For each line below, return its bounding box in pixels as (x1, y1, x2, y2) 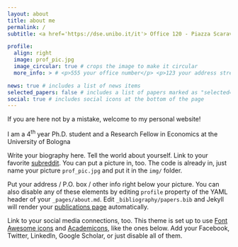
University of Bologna (7, 137, 71, 146)
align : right (13, 50, 52, 57)
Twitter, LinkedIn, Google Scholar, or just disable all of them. (7, 231, 183, 240)
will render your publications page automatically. (7, 202, 149, 211)
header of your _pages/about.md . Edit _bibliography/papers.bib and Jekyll (7, 194, 225, 203)
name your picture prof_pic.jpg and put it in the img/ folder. (7, 166, 183, 175)
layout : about (7, 10, 50, 18)
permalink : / (7, 23, 46, 31)
